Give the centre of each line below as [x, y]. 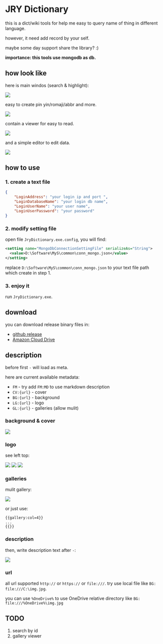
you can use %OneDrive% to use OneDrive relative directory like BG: [73, 598]
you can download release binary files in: [47, 325]
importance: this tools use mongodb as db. [51, 57]
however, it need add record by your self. [47, 38]
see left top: [17, 455]
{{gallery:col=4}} [24, 518]
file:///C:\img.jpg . [26, 589]
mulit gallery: [18, 490]
